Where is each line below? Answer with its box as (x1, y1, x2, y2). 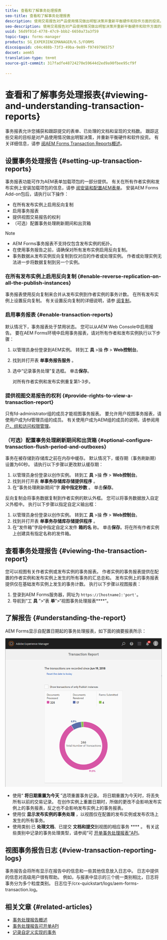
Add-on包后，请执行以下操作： (5, 191, 69, 197)
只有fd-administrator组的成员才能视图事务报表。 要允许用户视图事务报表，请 (5, 410, 162, 416)
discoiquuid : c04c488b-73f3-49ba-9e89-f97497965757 (5, 45, 114, 50)
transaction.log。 (5, 887, 41, 893)
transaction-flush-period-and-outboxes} (5, 443, 107, 450)
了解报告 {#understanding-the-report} (5, 614, 127, 623)
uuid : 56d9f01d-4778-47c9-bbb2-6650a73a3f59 (5, 29, 99, 34)
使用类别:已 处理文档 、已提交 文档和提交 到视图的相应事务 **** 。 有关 (12, 824, 155, 830)
